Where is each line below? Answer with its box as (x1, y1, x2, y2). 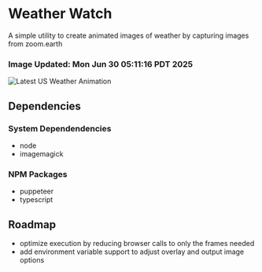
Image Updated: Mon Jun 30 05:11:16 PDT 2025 (8, 58, 194, 69)
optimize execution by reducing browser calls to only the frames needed (19, 239, 255, 248)
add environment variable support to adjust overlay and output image (19, 247, 245, 256)
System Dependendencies (8, 123, 112, 134)
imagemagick (19, 149, 64, 158)
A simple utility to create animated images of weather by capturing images (8, 31, 249, 40)
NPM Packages (8, 168, 68, 179)
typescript (19, 195, 54, 204)
